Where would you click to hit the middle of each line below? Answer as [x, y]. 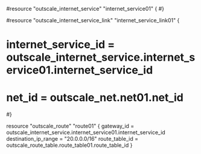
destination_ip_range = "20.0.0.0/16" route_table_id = [72, 139]
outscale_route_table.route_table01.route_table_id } [69, 145]
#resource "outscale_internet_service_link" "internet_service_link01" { [93, 20]
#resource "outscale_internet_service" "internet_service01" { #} [85, 9]
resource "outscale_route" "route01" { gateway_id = [70, 126]
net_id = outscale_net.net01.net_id [95, 98]
